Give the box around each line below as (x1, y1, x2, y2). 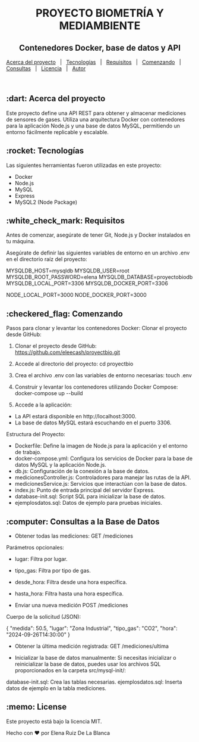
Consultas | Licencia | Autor (6, 65, 86, 72)
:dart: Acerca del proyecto (6, 94, 106, 104)
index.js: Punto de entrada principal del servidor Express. (14, 486, 155, 494)
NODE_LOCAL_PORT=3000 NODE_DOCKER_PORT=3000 (6, 291, 147, 299)
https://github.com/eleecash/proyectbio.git (14, 349, 121, 356)
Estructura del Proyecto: (6, 431, 65, 438)
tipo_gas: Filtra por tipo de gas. (14, 567, 91, 575)
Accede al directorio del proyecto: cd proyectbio (14, 361, 134, 368)
